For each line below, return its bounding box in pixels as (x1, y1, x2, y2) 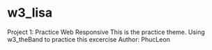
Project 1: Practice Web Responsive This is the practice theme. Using (7, 28, 206, 36)
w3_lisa (7, 5, 53, 21)
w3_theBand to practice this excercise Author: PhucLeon (7, 35, 171, 43)
